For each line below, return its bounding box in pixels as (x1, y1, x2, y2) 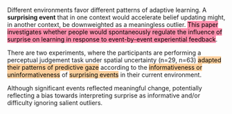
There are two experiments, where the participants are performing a (7, 48, 202, 57)
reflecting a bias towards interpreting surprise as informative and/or (7, 91, 201, 99)
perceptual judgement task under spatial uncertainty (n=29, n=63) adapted (7, 56, 222, 64)
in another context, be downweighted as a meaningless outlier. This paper (7, 21, 218, 28)
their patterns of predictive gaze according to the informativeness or (7, 64, 203, 71)
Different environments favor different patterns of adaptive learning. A (7, 6, 207, 14)
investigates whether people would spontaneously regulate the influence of (7, 28, 223, 36)
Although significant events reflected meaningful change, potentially (7, 84, 202, 92)
